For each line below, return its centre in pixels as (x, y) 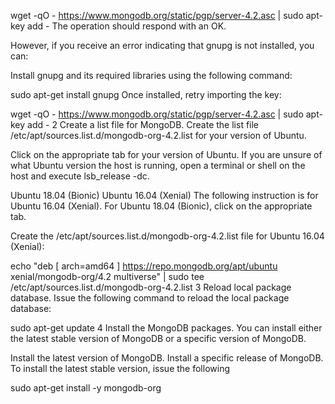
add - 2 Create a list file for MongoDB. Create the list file (143, 124)
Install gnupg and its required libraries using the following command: (151, 75)
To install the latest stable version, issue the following (120, 368)
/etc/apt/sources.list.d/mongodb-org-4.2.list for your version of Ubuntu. (158, 135)
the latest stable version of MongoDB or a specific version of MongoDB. (158, 338)
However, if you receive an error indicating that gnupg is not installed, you (162, 45)
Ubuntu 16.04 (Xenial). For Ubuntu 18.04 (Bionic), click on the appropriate (161, 206)
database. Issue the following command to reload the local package (150, 298)
